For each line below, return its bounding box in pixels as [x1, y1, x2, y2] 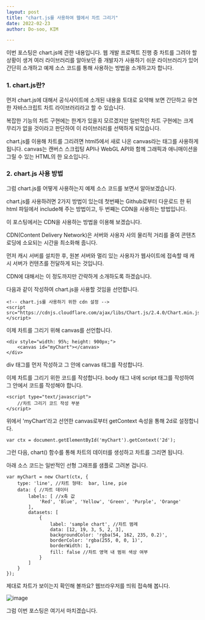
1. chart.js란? [6, 81, 46, 89]
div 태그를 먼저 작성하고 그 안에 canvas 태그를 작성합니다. [6, 360, 145, 368]
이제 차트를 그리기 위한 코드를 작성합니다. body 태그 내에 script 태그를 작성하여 [6, 374, 194, 381]
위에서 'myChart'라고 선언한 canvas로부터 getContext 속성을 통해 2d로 [6, 417, 178, 424]
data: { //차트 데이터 [17, 487, 69, 493]
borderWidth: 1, [49, 542, 92, 548]
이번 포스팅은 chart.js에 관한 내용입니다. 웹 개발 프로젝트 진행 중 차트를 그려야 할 [6, 49, 197, 56]
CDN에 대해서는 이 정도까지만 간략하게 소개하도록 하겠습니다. [6, 272, 152, 280]
